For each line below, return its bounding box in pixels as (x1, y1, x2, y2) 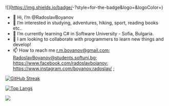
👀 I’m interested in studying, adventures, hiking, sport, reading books (12, 20, 159, 26)
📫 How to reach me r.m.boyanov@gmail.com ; (12, 47, 110, 53)
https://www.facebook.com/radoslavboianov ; (12, 60, 109, 66)
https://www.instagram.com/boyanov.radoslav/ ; (12, 66, 115, 71)
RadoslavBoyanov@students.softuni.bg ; (12, 55, 97, 60)
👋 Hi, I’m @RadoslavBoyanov (12, 14, 74, 20)
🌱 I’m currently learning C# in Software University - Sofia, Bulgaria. (12, 31, 154, 36)
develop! (12, 41, 32, 48)
